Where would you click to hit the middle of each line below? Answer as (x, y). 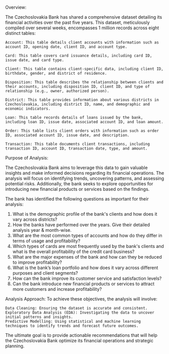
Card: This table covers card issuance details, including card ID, (79, 56)
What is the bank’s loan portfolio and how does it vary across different (85, 268)
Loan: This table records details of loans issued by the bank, (74, 118)
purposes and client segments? (45, 273)
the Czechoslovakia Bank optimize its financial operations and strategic (79, 341)
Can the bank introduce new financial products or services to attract (83, 284)
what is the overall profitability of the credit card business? (73, 251)
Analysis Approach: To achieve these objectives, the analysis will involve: (81, 299)
